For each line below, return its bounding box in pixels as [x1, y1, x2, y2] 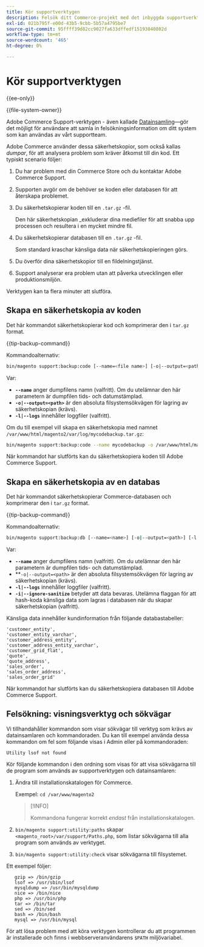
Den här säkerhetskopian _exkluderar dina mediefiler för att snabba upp [15, 215, 195, 223]
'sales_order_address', [6, 669, 67, 675]
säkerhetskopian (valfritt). [15, 603, 80, 610]
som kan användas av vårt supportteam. [6, 131, 107, 138]
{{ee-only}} [6, 94, 35, 102]
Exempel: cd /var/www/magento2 [15, 790, 95, 797]
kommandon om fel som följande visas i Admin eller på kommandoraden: [6, 738, 188, 745]
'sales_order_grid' [6, 675, 56, 681]
